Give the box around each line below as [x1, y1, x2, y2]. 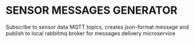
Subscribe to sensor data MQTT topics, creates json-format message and [5, 23, 190, 30]
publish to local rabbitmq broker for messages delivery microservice [5, 29, 176, 36]
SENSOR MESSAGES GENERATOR [5, 4, 177, 17]
